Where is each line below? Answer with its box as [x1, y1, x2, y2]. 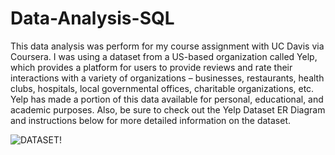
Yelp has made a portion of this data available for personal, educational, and [10, 93, 324, 105]
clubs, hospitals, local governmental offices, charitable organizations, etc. [10, 82, 315, 94]
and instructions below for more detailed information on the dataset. [10, 114, 291, 126]
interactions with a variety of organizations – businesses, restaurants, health [10, 72, 325, 84]
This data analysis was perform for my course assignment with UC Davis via [10, 40, 325, 52]
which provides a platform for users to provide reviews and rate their [10, 61, 293, 73]
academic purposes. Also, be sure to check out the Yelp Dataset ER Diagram [10, 103, 326, 116]
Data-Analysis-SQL [10, 7, 175, 30]
